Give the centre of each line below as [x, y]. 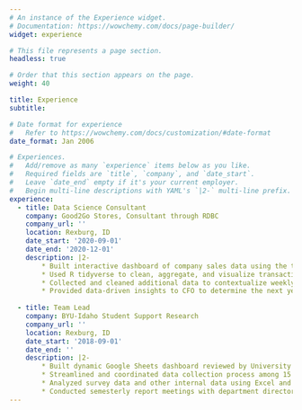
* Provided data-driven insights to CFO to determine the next [162, 291]
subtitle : [28, 108]
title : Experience [44, 100]
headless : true [38, 59]
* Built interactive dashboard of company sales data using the [164, 266]
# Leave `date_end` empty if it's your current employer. [124, 183]
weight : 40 [30, 84]
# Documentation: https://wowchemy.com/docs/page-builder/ [122, 26]
